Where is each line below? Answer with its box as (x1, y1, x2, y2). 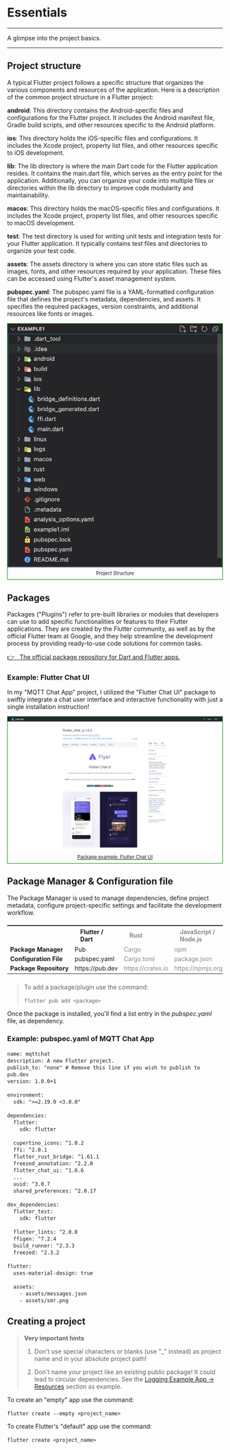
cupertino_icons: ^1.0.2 (13, 1139, 84, 1147)
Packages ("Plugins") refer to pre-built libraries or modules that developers (7, 610, 219, 618)
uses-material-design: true (13, 1269, 94, 1277)
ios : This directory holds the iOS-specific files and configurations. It (7, 134, 199, 142)
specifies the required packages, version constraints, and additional (7, 302, 199, 310)
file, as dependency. (7, 1017, 65, 1025)
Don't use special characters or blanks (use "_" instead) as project (34, 1347, 221, 1355)
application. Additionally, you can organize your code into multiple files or (7, 176, 214, 184)
